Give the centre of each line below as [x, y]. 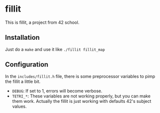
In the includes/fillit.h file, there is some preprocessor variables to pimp [80, 76]
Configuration [27, 65]
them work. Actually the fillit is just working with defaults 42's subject [82, 101]
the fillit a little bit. [23, 81]
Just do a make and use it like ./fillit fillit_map [55, 49]
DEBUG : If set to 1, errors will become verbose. [57, 91]
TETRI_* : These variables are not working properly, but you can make [81, 96]
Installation [22, 38]
